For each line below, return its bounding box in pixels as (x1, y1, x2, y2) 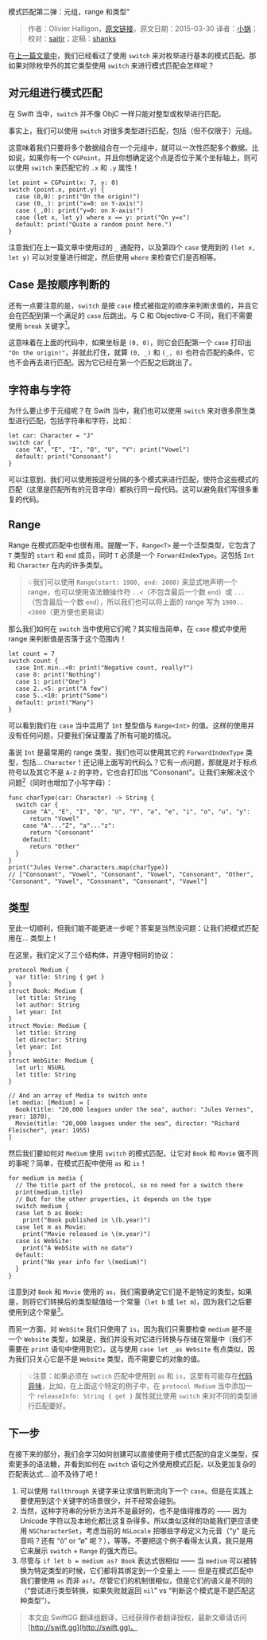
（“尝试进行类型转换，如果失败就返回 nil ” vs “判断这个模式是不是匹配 (19, 1585, 249, 1595)
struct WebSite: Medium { (8, 1057, 94, 1065)
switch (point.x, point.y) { (8, 186, 105, 194)
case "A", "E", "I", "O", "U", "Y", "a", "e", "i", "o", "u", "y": (22, 807, 250, 815)
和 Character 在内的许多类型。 (8, 560, 107, 570)
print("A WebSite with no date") (22, 1244, 133, 1253)
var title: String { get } (15, 973, 105, 982)
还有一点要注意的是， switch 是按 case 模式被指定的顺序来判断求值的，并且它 (8, 300, 259, 310)
